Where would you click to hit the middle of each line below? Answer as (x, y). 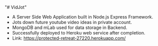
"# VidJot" (16, 7)
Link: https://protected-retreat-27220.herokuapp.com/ (69, 38)
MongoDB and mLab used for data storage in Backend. (70, 27)
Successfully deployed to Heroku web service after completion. (78, 33)
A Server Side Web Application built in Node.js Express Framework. (83, 17)
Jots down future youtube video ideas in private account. (72, 22)
